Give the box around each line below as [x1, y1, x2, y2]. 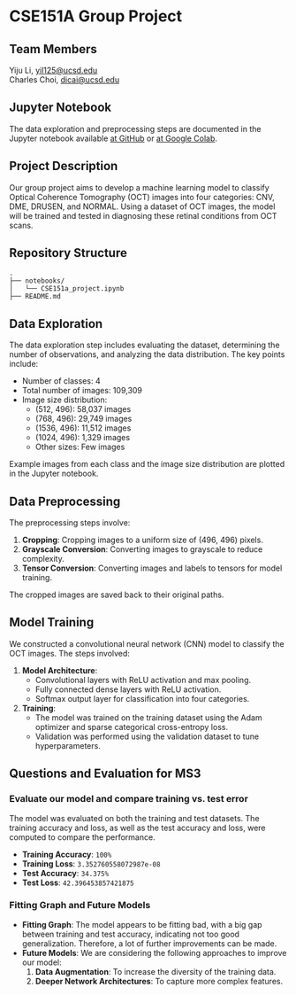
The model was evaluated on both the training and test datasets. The [9, 812, 260, 823]
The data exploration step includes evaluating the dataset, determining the [9, 339, 280, 351]
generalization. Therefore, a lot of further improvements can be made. [21, 937, 277, 949]
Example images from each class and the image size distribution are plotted [9, 459, 285, 470]
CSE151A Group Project [9, 6, 183, 27]
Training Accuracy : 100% [21, 849, 112, 859]
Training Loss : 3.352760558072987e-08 [21, 858, 161, 869]
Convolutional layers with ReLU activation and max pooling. [34, 674, 252, 685]
